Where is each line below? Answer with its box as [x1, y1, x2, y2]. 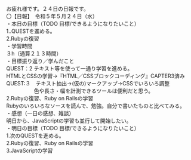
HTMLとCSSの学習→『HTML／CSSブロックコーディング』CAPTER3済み [6, 72, 185, 79]
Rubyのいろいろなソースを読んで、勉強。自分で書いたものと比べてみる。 [6, 102, 185, 109]
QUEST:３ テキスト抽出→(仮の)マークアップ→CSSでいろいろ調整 [6, 80, 170, 87]
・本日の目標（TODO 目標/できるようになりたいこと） [6, 20, 140, 27]
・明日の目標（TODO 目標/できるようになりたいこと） [6, 125, 140, 131]
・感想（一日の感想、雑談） [6, 110, 75, 116]
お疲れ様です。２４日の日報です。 [6, 5, 90, 12]
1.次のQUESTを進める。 [6, 132, 64, 139]
